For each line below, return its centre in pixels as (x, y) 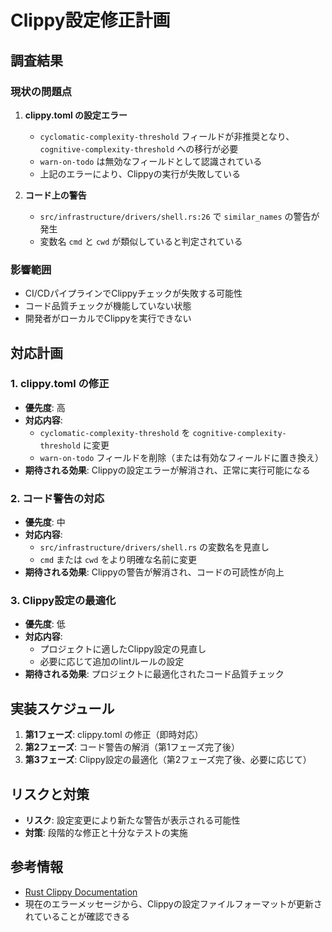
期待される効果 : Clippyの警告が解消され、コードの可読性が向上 (154, 572)
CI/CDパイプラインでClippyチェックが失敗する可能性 (133, 293)
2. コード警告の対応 (57, 498)
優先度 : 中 (45, 522)
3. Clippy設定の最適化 (63, 601)
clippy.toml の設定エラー (76, 115)
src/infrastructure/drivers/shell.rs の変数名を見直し (154, 547)
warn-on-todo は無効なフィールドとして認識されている (151, 161)
